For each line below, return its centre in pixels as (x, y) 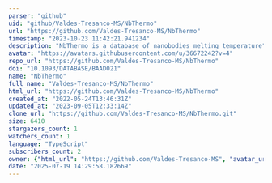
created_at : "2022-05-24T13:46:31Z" (70, 99)
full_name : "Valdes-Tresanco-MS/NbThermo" (81, 83)
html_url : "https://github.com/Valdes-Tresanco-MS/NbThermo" (114, 91)
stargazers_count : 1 (43, 129)
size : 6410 (27, 121)
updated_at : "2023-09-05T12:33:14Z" (70, 106)
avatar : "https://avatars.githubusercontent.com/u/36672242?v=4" (121, 53)
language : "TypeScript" (49, 144)
